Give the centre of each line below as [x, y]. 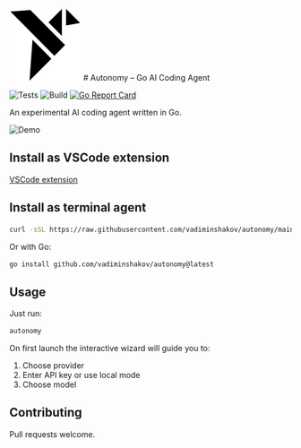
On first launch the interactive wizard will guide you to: [110, 349]
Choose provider [53, 366]
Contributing [46, 413]
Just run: [26, 314]
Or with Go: [30, 246]
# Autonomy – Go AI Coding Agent [146, 78]
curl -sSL [28, 229]
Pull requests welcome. [52, 434]
